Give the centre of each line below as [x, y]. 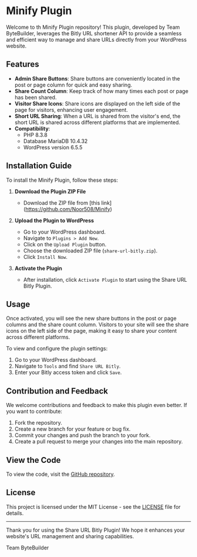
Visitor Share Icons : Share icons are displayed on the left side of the [97, 104]
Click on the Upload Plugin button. [65, 244]
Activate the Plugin [38, 268]
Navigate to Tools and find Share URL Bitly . [68, 366]
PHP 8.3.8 [35, 135]
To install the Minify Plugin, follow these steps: [62, 180]
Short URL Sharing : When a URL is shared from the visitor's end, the [97, 116]
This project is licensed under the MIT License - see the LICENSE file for [93, 506]
